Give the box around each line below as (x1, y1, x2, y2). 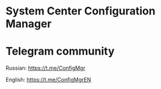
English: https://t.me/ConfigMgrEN (5, 76, 91, 84)
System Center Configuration (5, 4, 156, 18)
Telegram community (5, 44, 115, 58)
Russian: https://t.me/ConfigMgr (5, 64, 85, 72)
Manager (5, 17, 52, 31)
